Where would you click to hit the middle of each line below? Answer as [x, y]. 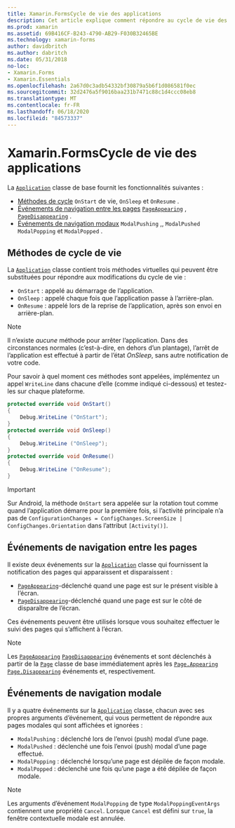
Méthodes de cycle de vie [65, 252]
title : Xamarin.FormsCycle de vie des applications [84, 14]
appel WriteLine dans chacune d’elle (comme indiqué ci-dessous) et [106, 384]
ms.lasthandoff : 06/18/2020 [48, 112]
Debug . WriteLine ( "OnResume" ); [66, 470]
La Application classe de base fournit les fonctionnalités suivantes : [106, 188]
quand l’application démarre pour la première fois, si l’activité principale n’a [115, 511]
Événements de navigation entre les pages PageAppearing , [102, 209]
